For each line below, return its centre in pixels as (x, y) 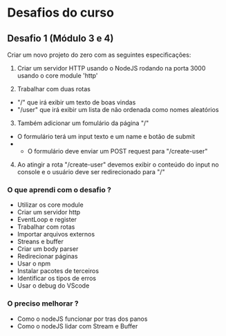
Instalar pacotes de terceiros (58, 271)
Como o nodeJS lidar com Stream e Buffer (77, 326)
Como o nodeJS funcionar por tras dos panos (82, 319)
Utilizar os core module (50, 205)
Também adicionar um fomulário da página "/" (83, 123)
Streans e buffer (40, 242)
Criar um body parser (48, 249)
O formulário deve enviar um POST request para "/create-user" (117, 151)
